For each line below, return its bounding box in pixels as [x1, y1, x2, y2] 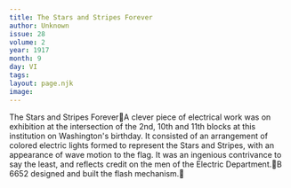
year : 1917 [9, 46, 50, 55]
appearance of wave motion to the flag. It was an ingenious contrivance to [9, 149, 282, 160]
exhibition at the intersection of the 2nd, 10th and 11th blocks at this [9, 121, 256, 131]
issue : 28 [9, 29, 46, 38]
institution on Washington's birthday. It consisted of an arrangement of [9, 130, 269, 141]
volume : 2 [9, 37, 46, 47]
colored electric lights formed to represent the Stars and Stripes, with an [9, 139, 274, 151]
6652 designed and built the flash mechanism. [9, 168, 180, 178]
